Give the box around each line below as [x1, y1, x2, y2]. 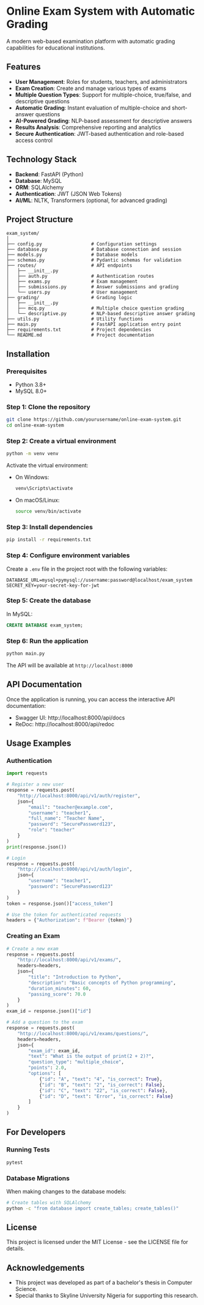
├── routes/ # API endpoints [6, 262, 133, 269]
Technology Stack [6, 154, 77, 165]
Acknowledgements [6, 1262, 85, 1273]
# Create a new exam [6, 945, 59, 952]
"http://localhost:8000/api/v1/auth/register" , [17, 792, 140, 799]
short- [172, 104, 188, 111]
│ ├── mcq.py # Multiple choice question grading [6, 305, 184, 311]
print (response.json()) [6, 844, 67, 850]
